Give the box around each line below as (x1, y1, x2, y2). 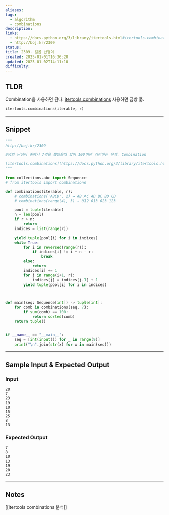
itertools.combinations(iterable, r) (5, 106, 84, 111)
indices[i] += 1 (23, 268, 57, 273)
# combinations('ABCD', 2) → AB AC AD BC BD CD (14, 194, 116, 199)
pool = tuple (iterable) (14, 207, 64, 212)
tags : (5, 12, 17, 17)
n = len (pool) (14, 212, 44, 217)
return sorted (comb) (32, 314, 75, 319)
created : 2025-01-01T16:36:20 (5, 54, 69, 60)
